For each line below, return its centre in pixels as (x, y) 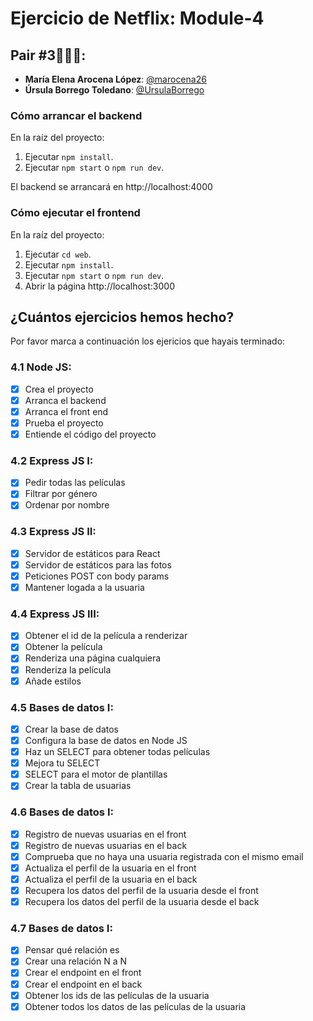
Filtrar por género (61, 494)
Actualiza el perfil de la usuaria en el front (110, 868)
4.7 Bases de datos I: (61, 928)
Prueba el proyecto (64, 423)
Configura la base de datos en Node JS (106, 741)
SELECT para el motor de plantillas (96, 774)
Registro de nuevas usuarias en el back (106, 845)
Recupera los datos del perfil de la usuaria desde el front (141, 890)
